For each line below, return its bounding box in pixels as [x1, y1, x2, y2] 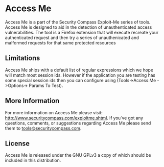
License [5, 139, 30, 147]
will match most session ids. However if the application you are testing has [5, 72, 156, 78]
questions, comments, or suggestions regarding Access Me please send [5, 120, 151, 126]
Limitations [5, 54, 40, 63]
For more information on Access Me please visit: [5, 109, 103, 115]
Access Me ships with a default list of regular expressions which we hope [5, 67, 153, 73]
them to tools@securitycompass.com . [5, 125, 82, 131]
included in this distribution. [5, 157, 61, 164]
